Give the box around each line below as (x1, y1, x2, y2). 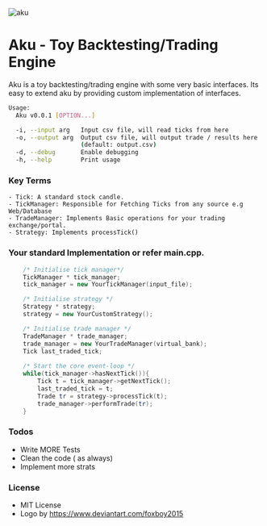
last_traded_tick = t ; (37, 384, 114, 393)
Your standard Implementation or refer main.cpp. (8, 247, 205, 258)
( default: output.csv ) (80, 141, 157, 149)
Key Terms (8, 174, 52, 186)
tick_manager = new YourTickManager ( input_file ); (23, 281, 194, 289)
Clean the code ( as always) (19, 453, 113, 463)
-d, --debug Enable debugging (15, 148, 139, 157)
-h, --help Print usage (15, 156, 121, 165)
